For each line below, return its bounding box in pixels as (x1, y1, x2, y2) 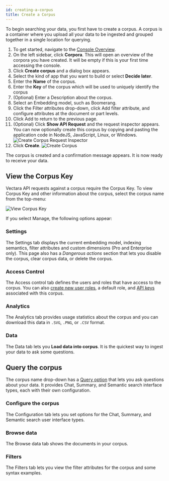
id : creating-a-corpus (6, 7, 53, 13)
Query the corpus (6, 363, 62, 372)
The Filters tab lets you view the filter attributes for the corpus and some (6, 464, 156, 470)
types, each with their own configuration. (6, 388, 91, 394)
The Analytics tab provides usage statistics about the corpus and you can (6, 314, 158, 320)
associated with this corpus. (6, 290, 64, 296)
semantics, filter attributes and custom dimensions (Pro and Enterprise (6, 245, 152, 251)
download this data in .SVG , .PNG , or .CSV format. (6, 320, 105, 326)
